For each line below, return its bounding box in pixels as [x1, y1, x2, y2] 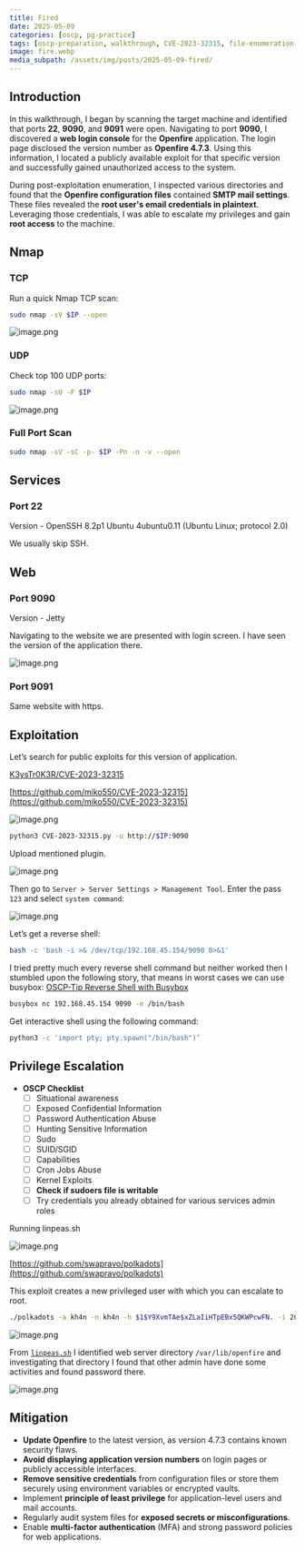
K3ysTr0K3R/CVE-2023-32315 [9, 769, 124, 780]
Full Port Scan [9, 427, 73, 440]
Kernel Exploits [35, 1175, 93, 1186]
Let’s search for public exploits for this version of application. [9, 752, 238, 763]
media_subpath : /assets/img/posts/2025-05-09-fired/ [9, 56, 213, 65]
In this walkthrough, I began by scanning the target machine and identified [9, 113, 288, 124]
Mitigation [9, 1410, 69, 1425]
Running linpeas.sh [9, 1223, 81, 1234]
